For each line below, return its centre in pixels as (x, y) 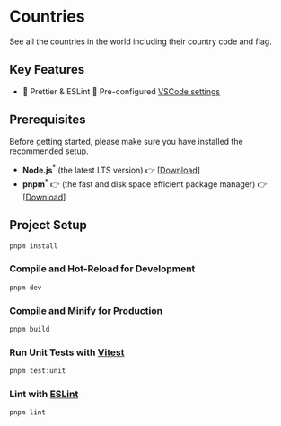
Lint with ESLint (44, 394)
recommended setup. (49, 151)
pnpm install (34, 246)
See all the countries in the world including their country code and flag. (140, 41)
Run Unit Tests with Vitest (67, 352)
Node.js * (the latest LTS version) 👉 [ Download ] (111, 169)
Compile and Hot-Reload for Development (102, 269)
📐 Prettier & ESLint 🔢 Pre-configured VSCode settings (121, 91)
